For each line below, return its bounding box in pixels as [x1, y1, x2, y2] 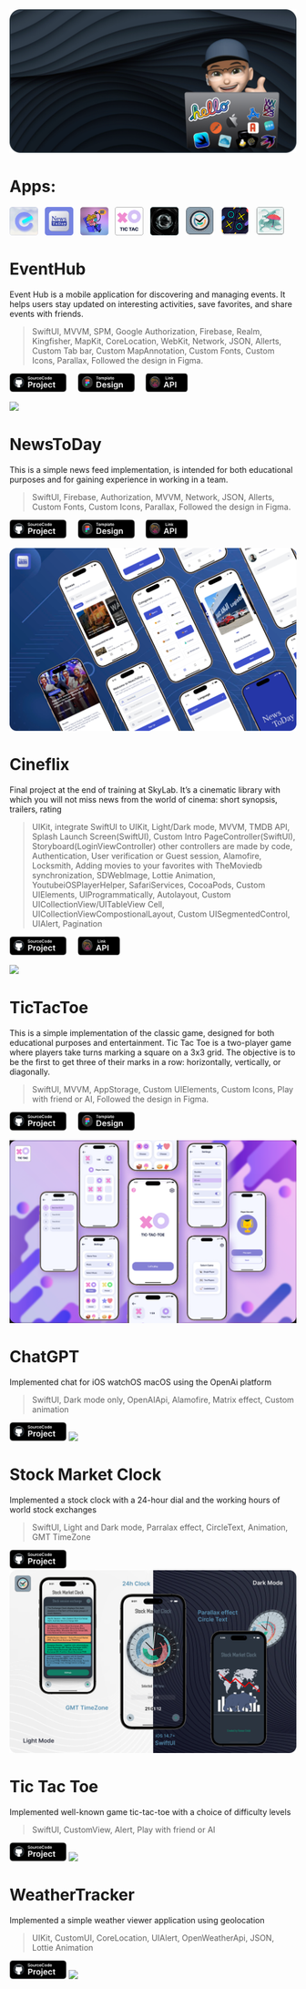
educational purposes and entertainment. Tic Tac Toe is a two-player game [9, 1038, 292, 1049]
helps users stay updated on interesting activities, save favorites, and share [9, 298, 293, 309]
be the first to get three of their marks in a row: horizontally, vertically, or [9, 1057, 281, 1068]
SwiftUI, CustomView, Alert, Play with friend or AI [31, 1824, 216, 1835]
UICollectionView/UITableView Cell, [31, 898, 165, 909]
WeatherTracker [9, 1885, 135, 1905]
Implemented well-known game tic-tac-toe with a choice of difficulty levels [9, 1806, 291, 1817]
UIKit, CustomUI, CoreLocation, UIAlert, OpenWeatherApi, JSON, [31, 1932, 275, 1943]
